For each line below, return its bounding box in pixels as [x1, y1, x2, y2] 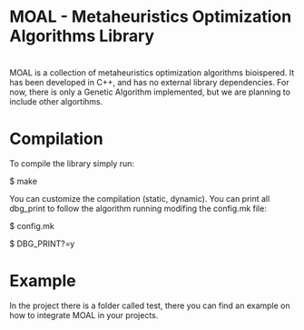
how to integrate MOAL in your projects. [9, 310, 159, 321]
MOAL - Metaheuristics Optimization [9, 6, 292, 27]
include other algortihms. [9, 96, 103, 107]
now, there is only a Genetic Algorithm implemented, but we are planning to [9, 86, 290, 97]
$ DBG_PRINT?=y [9, 238, 75, 249]
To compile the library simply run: [9, 158, 134, 169]
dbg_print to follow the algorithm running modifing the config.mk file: [9, 203, 268, 215]
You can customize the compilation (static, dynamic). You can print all [9, 194, 270, 205]
